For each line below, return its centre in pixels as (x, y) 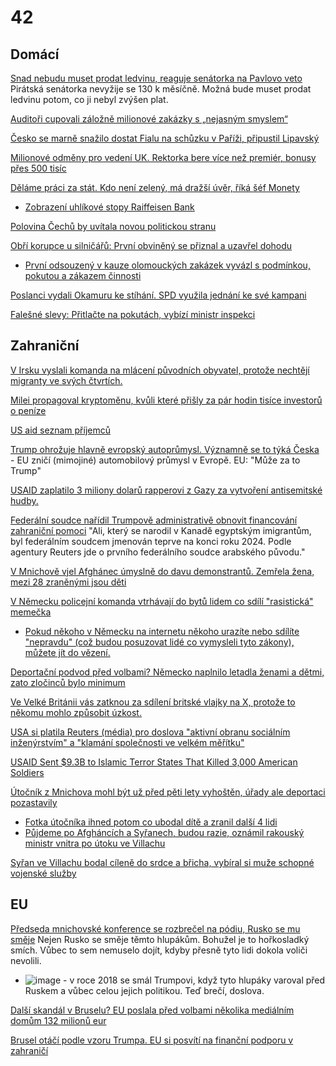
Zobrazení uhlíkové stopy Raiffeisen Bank (109, 207)
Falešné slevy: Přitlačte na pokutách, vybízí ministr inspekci (133, 314)
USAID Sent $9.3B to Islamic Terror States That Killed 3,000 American (154, 762)
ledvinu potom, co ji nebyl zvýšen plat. (89, 99)
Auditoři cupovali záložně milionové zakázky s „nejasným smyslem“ (149, 119)
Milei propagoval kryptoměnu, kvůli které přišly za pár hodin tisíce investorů (166, 400)
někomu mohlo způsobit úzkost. (76, 712)
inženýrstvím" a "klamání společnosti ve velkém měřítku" (127, 742)
